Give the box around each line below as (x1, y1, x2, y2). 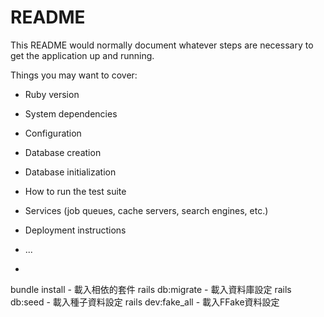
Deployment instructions (24, 224, 127, 236)
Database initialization (24, 166, 117, 178)
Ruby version (24, 88, 80, 100)
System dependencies (24, 107, 118, 120)
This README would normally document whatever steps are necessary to (10, 39, 314, 51)
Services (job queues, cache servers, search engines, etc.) (24, 204, 269, 216)
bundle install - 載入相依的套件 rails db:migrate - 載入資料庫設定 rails (10, 283, 292, 295)
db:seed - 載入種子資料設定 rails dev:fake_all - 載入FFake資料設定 (10, 296, 280, 308)
